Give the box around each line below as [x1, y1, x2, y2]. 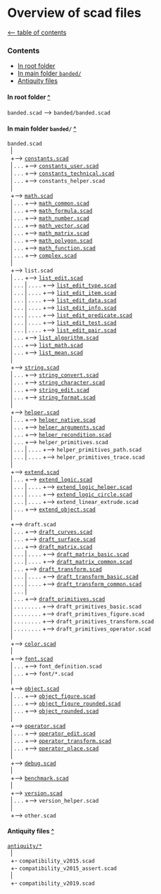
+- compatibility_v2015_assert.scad [10, 863, 117, 872]
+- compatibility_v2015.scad [10, 856, 95, 864]
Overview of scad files [7, 5, 142, 21]
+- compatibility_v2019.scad [10, 879, 95, 887]
